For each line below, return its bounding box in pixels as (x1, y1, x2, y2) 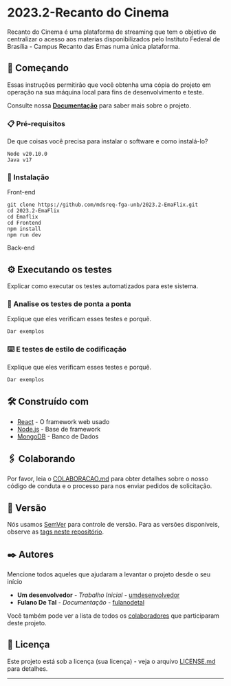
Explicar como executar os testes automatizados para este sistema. (7, 282, 199, 290)
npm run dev (7, 232, 41, 239)
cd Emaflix (7, 214, 38, 221)
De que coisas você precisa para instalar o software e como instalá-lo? (7, 137, 208, 145)
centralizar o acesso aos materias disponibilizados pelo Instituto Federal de (7, 34, 221, 43)
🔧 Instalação (7, 172, 49, 182)
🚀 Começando (7, 62, 69, 74)
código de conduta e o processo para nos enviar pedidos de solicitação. (7, 482, 212, 490)
